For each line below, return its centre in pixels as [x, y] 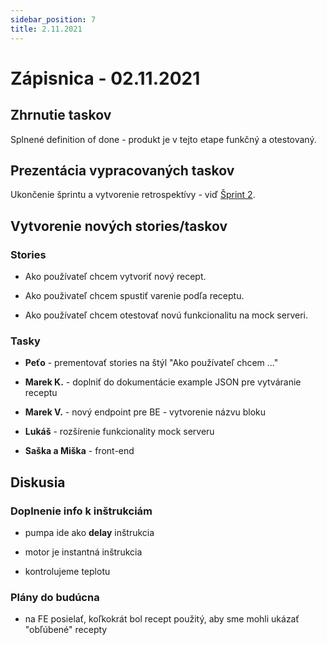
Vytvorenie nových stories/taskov [119, 226]
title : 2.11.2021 [46, 29]
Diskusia [38, 482]
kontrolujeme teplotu [67, 571]
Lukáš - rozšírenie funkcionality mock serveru [119, 432]
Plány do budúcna [55, 597]
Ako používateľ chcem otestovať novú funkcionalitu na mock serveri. [166, 315]
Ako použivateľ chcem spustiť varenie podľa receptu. [134, 295]
